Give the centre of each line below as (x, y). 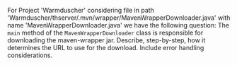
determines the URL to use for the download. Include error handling (106, 48)
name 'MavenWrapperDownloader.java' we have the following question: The (118, 25)
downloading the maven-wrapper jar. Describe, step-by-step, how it (106, 40)
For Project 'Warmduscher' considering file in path (81, 10)
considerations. (30, 55)
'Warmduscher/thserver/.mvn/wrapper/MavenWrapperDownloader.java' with (119, 18)
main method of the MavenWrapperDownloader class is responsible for (105, 32)
